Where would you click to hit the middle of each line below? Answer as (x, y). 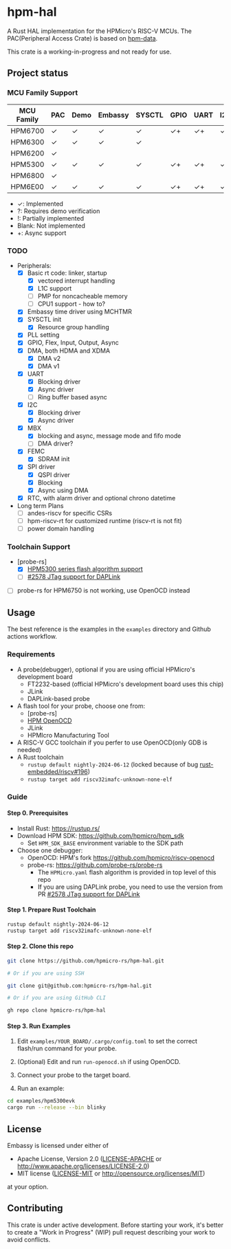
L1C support (55, 289)
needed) (29, 749)
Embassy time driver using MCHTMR (79, 312)
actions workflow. (32, 637)
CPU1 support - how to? (71, 304)
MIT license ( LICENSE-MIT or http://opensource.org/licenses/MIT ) (111, 1173)
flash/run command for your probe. (67, 1048)
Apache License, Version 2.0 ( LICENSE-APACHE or (89, 1159)
